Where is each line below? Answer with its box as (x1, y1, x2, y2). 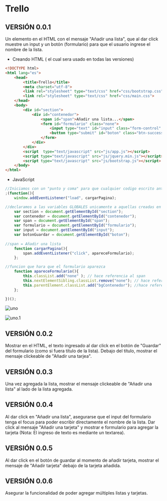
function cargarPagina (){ (14, 246, 68, 251)
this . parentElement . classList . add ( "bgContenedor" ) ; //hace (23, 283, 148, 288)
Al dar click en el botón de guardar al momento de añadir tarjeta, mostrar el (5, 457, 159, 463)
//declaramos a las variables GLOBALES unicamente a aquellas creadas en (5, 204, 162, 209)
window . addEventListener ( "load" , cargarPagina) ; (14, 195, 117, 200)
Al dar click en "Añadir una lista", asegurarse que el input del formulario (5, 413, 152, 419)
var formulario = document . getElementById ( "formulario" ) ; (14, 223, 137, 228)
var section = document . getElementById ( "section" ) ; (14, 209, 123, 214)
